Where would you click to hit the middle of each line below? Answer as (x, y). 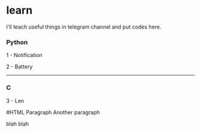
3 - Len (15, 100)
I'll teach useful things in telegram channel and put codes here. (84, 27)
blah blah (18, 124)
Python (17, 42)
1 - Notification (25, 55)
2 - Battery (19, 67)
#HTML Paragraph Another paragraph (53, 112)
